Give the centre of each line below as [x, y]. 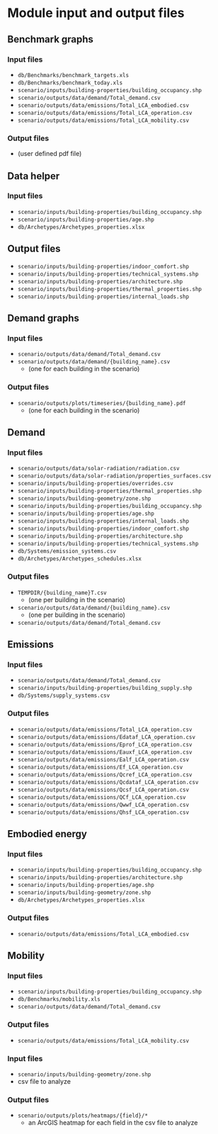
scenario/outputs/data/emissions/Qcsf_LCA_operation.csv [103, 790]
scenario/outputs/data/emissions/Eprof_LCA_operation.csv [105, 744]
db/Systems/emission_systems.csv [67, 551]
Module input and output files [96, 13]
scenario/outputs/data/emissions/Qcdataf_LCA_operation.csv [108, 782]
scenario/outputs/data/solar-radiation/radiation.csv [98, 469]
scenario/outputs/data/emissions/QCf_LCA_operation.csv [102, 797]
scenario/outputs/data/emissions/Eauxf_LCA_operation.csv [105, 752]
